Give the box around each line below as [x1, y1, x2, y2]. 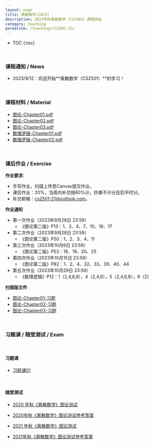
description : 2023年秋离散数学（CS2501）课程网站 [5, 17, 102, 22]
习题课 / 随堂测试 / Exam [5, 331, 64, 338]
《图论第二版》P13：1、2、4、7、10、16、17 [20, 223, 112, 229]
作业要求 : [5, 172, 25, 179]
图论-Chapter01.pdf [12, 111, 53, 117]
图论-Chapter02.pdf [12, 118, 54, 124]
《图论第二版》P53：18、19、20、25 [20, 248, 97, 254]
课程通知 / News [5, 63, 45, 70]
